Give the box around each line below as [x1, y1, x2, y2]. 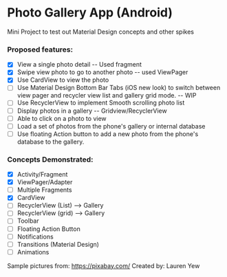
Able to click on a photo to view [17, 114, 107, 122]
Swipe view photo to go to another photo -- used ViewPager [17, 68, 188, 76]
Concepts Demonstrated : [7, 155, 94, 164]
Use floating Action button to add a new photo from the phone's [17, 129, 199, 138]
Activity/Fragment [17, 170, 68, 179]
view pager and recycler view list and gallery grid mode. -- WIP [17, 91, 197, 100]
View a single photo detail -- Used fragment [17, 60, 142, 69]
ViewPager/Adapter [17, 178, 73, 186]
